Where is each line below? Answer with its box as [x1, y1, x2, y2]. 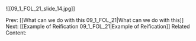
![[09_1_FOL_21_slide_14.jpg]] [5, 5, 75, 12]
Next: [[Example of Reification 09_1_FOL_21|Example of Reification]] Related [5, 23, 190, 30]
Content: [5, 29, 27, 36]
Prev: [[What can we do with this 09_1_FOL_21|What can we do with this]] [5, 17, 184, 23]
